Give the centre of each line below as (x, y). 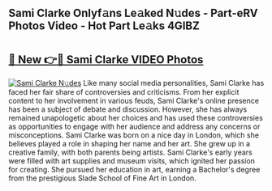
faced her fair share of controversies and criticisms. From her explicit (124, 92)
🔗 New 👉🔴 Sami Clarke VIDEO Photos (106, 59)
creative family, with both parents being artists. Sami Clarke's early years (131, 152)
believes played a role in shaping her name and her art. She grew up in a (129, 144)
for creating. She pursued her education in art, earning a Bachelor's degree (134, 170)
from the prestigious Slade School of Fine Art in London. (102, 178)
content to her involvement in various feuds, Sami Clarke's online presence (134, 101)
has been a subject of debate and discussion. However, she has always (128, 109)
